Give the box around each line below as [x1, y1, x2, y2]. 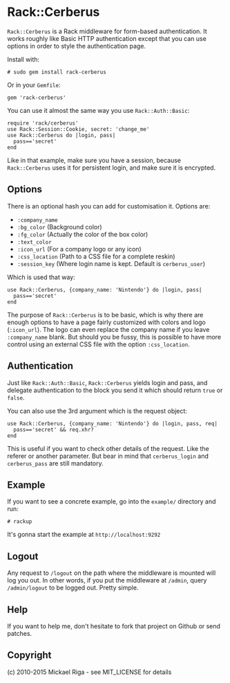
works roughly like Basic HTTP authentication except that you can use [7, 34, 207, 42]
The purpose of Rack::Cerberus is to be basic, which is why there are [7, 310, 204, 319]
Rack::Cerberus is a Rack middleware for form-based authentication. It [7, 27, 207, 35]
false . [7, 393, 25, 402]
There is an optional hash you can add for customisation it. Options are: [7, 202, 211, 210]
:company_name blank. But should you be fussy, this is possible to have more [7, 332, 222, 341]
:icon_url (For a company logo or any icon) [17, 245, 142, 253]
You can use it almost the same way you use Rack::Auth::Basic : [7, 106, 190, 114]
